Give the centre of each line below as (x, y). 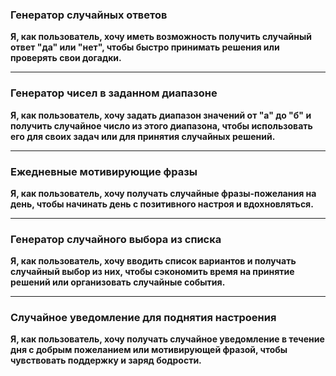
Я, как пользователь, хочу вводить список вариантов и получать (153, 261)
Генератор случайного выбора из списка (116, 239)
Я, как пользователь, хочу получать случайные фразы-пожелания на (163, 193)
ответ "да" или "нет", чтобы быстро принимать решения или (145, 47)
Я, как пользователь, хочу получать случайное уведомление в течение (167, 339)
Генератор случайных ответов (89, 15)
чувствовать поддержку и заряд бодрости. (106, 360)
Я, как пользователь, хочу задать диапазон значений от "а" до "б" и (161, 115)
